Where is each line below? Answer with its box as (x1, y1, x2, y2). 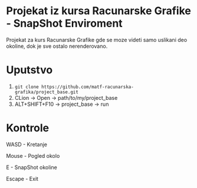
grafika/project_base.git (14, 89, 78, 95)
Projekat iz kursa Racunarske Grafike (6, 4, 192, 18)
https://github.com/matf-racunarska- (41, 84, 134, 90)
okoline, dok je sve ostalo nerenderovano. (6, 43, 108, 50)
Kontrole (6, 121, 50, 135)
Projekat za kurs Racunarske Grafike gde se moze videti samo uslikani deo (6, 36, 188, 43)
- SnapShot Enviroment (6, 17, 123, 30)
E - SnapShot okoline (6, 164, 57, 171)
